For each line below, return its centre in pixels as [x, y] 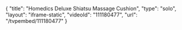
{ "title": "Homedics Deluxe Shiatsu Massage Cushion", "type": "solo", [91, 9]
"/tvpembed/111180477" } [37, 21]
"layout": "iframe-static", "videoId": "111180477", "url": [72, 15]
